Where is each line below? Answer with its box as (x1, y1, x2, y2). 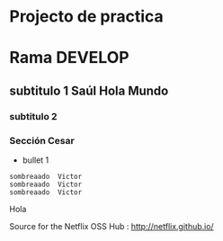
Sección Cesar (9, 134, 75, 147)
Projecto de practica (9, 6, 164, 27)
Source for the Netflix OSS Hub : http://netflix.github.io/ (9, 220, 214, 231)
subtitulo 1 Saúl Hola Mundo (9, 83, 169, 98)
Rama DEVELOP (9, 48, 129, 68)
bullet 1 (22, 155, 49, 165)
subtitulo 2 (9, 110, 58, 122)
